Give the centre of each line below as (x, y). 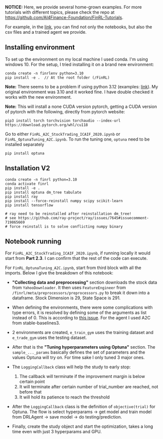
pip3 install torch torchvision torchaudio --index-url (63, 121)
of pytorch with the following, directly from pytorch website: (65, 111)
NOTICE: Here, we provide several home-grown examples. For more (73, 7)
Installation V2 (27, 168)
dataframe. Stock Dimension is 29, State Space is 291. (66, 298)
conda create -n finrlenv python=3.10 (44, 73)
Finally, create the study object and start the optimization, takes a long (82, 426)
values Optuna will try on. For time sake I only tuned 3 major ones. (78, 357)
